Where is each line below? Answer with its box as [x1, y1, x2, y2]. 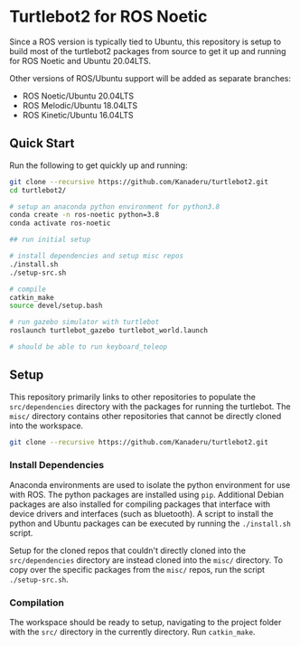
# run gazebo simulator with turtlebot [9, 318, 160, 327]
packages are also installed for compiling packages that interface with [9, 499, 271, 510]
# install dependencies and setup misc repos [9, 251, 183, 260]
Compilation [9, 596, 65, 609]
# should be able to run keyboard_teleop [9, 342, 168, 351]
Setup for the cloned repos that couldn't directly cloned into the [9, 545, 247, 556]
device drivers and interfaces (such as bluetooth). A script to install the [9, 508, 274, 519]
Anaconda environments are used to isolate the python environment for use [9, 479, 291, 490]
